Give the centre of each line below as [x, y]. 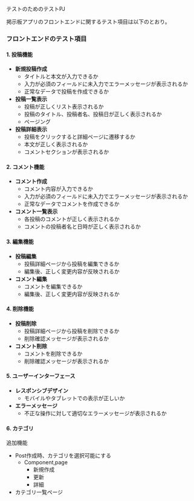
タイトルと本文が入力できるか [61, 77]
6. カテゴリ [20, 428]
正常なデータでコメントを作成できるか [72, 204]
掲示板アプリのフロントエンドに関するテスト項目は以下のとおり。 [88, 22]
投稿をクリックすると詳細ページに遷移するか [80, 137]
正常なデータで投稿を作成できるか [66, 92]
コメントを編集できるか [53, 286]
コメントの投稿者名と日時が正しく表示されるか [82, 227]
